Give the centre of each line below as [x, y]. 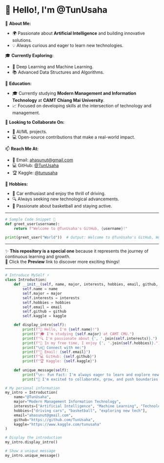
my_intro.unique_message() [32, 455]
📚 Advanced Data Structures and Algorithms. [58, 72]
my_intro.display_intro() [31, 442]
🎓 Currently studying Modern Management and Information [74, 93]
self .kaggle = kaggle [45, 316]
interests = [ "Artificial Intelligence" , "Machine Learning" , [76, 406]
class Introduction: [26, 280]
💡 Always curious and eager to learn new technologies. [68, 45]
